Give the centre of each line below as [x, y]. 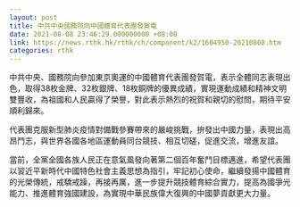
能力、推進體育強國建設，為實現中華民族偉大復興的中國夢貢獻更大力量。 [142, 194]
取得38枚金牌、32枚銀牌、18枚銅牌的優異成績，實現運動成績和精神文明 [156, 88]
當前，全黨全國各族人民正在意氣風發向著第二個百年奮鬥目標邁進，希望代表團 [150, 160]
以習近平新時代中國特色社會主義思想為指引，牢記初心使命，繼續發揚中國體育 [150, 171]
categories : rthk [42, 51]
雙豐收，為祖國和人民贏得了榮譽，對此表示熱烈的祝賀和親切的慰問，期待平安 [150, 100]
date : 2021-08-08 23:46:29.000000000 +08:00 [93, 34]
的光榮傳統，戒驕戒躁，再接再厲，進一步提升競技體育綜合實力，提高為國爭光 [150, 182]
